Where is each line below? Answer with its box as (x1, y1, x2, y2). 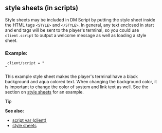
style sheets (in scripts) (5, 4, 79, 12)
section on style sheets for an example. (5, 89, 84, 95)
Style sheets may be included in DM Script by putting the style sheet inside (5, 17, 156, 22)
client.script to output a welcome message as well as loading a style (5, 32, 147, 38)
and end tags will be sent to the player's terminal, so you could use (5, 27, 140, 33)
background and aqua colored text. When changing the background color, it (5, 79, 157, 85)
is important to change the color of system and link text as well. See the (5, 84, 148, 90)
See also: (5, 108, 24, 114)
